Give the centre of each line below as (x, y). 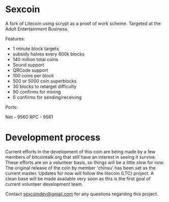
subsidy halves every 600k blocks (49, 54)
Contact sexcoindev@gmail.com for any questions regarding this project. (82, 194)
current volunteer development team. (44, 184)
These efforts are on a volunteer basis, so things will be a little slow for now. (85, 162)
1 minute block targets (36, 48)
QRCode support (30, 70)
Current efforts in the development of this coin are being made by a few (80, 152)
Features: (15, 39)
